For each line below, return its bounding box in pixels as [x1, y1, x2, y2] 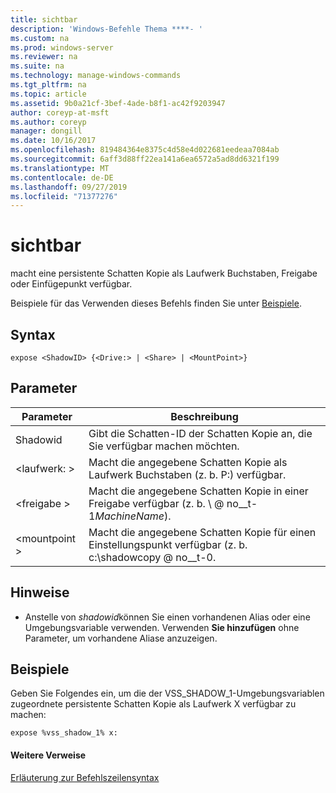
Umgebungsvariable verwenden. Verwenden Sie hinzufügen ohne [24, 621, 300, 633]
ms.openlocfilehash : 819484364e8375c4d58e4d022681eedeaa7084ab [10, 145, 280, 155]
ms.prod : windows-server [10, 42, 114, 53]
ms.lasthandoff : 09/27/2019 [10, 182, 128, 192]
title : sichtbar [10, 14, 78, 25]
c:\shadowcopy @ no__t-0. [88, 550, 217, 564]
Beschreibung [170, 409, 239, 423]
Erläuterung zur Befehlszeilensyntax [10, 771, 160, 783]
